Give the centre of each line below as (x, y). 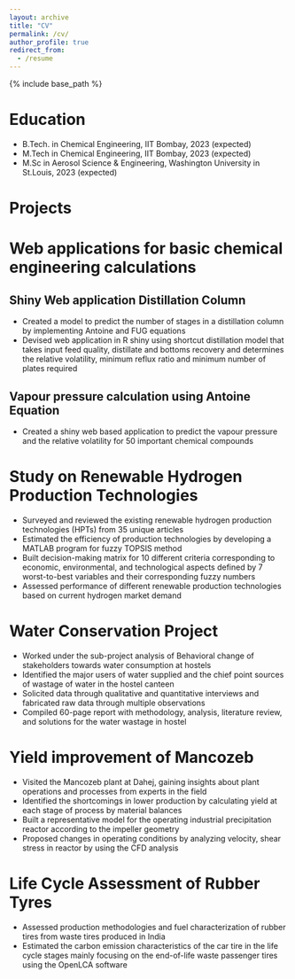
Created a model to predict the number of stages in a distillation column (153, 322)
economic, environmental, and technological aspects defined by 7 (142, 567)
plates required (50, 369)
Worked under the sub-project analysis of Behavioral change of (138, 656)
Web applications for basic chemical (146, 249)
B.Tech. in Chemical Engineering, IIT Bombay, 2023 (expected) (136, 144)
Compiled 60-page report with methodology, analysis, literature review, (152, 712)
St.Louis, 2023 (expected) (70, 172)
